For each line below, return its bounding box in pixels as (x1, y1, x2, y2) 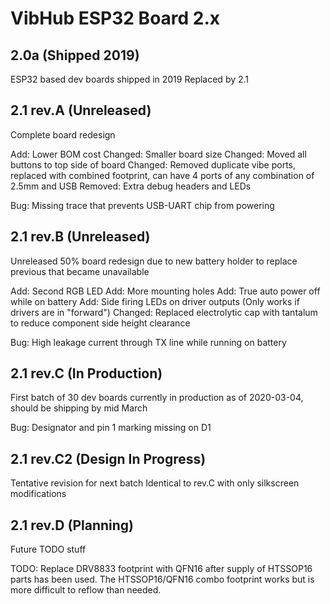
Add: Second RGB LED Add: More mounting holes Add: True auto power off (10, 285, 321, 297)
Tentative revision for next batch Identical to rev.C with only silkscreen (10, 477, 300, 489)
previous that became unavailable (10, 265, 150, 277)
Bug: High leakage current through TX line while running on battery (10, 336, 287, 348)
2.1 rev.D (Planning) (10, 517, 134, 534)
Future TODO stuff (10, 543, 87, 556)
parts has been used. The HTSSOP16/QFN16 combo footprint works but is (10, 573, 315, 586)
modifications (10, 488, 67, 500)
